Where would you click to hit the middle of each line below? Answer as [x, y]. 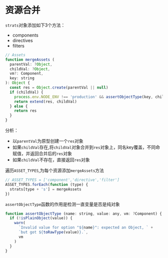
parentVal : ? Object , [31, 64]
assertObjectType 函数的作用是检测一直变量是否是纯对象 [62, 204]
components [25, 35]
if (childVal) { [26, 92]
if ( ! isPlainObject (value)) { [41, 218]
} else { [19, 106]
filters [18, 46]
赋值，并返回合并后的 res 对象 [42, 154]
